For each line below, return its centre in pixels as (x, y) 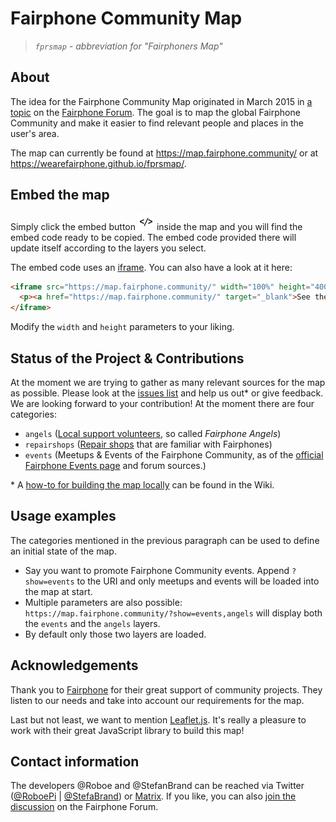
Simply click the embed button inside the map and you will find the (156, 226)
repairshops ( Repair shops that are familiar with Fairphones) (148, 444)
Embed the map (60, 195)
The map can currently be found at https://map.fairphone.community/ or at (164, 153)
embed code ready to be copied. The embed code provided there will (153, 237)
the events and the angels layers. (92, 623)
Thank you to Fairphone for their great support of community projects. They (166, 689)
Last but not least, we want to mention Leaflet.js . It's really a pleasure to (158, 719)
